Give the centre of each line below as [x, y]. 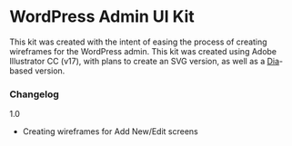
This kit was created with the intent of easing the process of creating [138, 42]
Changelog [34, 94]
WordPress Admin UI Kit [102, 17]
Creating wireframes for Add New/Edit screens [110, 131]
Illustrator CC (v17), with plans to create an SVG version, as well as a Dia [145, 61]
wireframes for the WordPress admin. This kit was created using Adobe [143, 51]
